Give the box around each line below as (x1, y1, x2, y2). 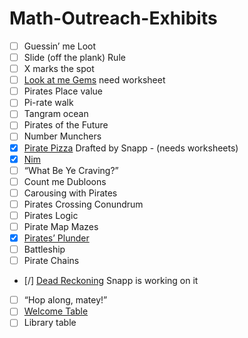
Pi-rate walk (23, 97, 74, 109)
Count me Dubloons (23, 175, 107, 187)
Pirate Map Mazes (23, 220, 99, 232)
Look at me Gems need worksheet (23, 74, 166, 86)
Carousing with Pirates (23, 187, 118, 199)
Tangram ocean (23, 108, 89, 120)
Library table (23, 317, 77, 329)
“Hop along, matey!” (23, 294, 108, 306)
